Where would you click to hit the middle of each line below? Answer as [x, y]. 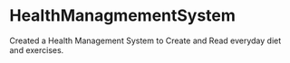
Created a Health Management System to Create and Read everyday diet [145, 40]
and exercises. [37, 49]
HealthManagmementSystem [122, 16]
